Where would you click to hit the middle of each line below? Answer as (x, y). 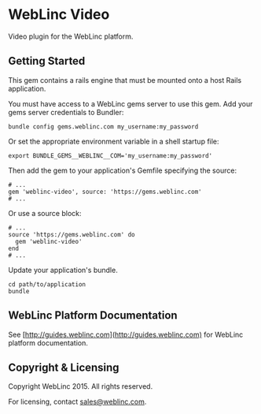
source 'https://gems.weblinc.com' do (72, 234)
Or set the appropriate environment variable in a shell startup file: (114, 141)
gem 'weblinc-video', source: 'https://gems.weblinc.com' (105, 192)
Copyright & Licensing (64, 367)
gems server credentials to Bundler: (66, 112)
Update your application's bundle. (63, 270)
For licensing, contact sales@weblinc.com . (77, 402)
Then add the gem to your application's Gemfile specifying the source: (123, 170)
